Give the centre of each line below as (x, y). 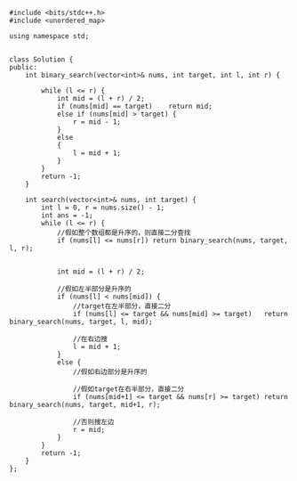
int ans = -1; (67, 216)
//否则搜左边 (93, 422)
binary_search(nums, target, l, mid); (81, 322)
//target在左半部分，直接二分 (122, 306)
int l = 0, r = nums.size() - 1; (103, 208)
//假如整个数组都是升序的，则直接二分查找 (124, 232)
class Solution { (41, 60)
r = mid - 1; (97, 122)
